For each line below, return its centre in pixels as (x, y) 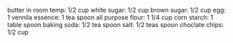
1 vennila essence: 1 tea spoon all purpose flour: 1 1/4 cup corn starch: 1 (110, 17)
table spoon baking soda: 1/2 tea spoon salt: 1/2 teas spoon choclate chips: (115, 25)
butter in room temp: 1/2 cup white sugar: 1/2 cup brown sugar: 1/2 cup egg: (116, 10)
